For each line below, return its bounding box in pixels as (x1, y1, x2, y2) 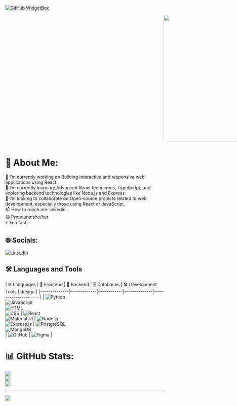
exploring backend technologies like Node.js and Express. (5, 190, 127, 196)
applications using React (5, 179, 57, 185)
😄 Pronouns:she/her (5, 214, 49, 220)
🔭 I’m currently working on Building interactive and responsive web (5, 174, 145, 180)
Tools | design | (5, 288, 38, 294)
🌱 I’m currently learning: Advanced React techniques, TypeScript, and (5, 184, 151, 190)
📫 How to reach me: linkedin (5, 206, 66, 213)
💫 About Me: (5, 157, 59, 168)
